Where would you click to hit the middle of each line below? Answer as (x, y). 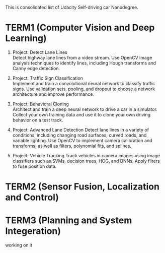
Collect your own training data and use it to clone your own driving (81, 114)
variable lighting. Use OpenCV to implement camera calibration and (82, 140)
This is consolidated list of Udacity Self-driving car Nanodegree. (72, 7)
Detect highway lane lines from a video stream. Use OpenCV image (82, 57)
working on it (19, 245)
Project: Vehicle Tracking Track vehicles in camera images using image (86, 155)
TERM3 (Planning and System (69, 220)
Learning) (26, 39)
